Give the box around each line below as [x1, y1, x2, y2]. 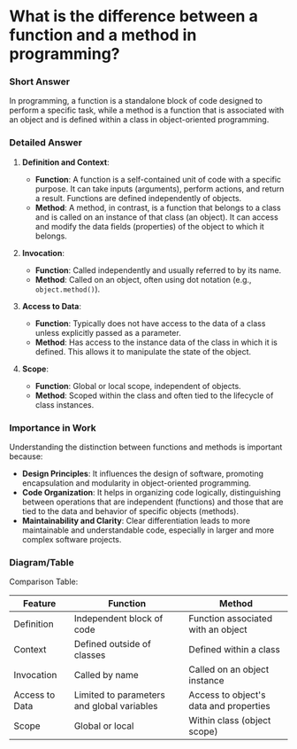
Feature [22, 597, 57, 610]
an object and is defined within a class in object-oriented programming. [9, 114, 270, 125]
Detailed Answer [9, 137, 82, 149]
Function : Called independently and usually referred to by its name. [34, 264, 282, 276]
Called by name [73, 669, 139, 682]
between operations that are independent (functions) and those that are [21, 496, 285, 507]
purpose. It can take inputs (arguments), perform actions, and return [34, 183, 285, 194]
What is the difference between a [9, 6, 258, 27]
